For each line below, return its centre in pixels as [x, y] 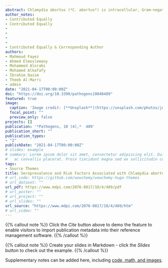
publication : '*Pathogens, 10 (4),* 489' [50, 126]
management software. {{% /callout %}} [47, 235]
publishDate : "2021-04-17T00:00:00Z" [44, 145]
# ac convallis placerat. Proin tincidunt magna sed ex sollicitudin [81, 159]
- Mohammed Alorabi [25, 66]
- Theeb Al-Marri [23, 80]
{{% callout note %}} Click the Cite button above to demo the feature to [79, 225]
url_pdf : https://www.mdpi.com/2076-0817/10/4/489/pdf [63, 187]
